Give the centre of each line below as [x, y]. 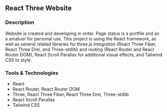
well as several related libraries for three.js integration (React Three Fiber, [81, 44]
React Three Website [38, 8]
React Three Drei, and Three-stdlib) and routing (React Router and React [80, 49]
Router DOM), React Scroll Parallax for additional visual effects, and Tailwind [84, 54]
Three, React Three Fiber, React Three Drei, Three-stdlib [70, 94]
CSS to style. [18, 60]
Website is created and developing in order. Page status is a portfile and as [82, 33]
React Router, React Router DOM [46, 89]
